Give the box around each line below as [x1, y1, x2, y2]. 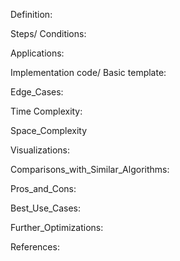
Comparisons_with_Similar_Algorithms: [10, 164, 170, 175]
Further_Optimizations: [10, 222, 104, 233]
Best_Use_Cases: [10, 202, 81, 214]
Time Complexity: [10, 105, 83, 117]
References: [10, 241, 60, 253]
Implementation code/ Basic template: [10, 67, 167, 78]
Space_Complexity [10, 125, 87, 136]
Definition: [10, 9, 53, 20]
